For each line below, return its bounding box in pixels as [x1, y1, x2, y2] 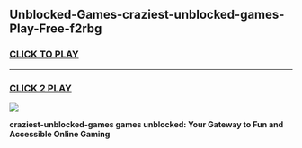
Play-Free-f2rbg [9, 22, 102, 37]
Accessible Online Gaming [9, 128, 111, 139]
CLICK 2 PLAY [9, 82, 72, 94]
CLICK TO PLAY [9, 48, 79, 61]
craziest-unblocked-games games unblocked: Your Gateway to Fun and [9, 118, 284, 129]
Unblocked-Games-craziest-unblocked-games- [9, 7, 285, 22]
